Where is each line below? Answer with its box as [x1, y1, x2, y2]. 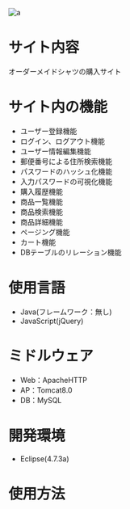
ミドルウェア [8, 347, 94, 365]
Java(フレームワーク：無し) [19, 307, 112, 317]
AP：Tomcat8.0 [19, 385, 73, 395]
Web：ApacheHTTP [19, 375, 87, 385]
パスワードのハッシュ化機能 [19, 166, 113, 176]
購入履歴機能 [19, 187, 63, 196]
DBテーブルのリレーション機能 [19, 247, 122, 257]
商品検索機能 [19, 207, 63, 217]
